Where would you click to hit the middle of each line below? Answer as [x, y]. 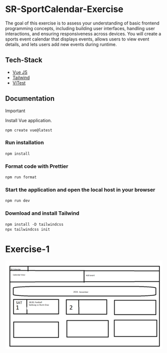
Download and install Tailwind [42, 213]
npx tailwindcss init [28, 229]
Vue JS [20, 72]
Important [15, 111]
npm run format [21, 177]
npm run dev [17, 201]
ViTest [19, 83]
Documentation [30, 99]
